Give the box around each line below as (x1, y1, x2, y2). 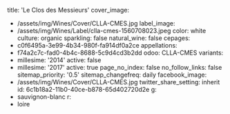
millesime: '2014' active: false (17, 56, 102, 64)
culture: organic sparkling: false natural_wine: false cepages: (17, 34, 191, 42)
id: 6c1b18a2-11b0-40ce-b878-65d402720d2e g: (17, 86, 157, 93)
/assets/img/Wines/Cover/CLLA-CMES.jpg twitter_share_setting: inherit (17, 78, 220, 86)
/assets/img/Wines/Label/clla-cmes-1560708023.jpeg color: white (17, 27, 207, 35)
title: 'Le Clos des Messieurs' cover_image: (7, 6, 130, 14)
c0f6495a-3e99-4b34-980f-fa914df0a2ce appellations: (17, 41, 178, 49)
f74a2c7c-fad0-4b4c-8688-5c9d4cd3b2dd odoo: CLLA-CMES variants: (17, 48, 224, 57)
